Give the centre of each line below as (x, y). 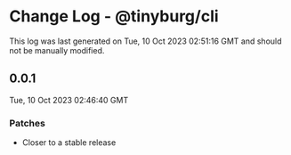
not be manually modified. (57, 50)
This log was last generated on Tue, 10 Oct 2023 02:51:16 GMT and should (145, 41)
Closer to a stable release (69, 143)
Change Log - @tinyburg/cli (114, 16)
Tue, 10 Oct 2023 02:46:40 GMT (69, 100)
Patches (28, 123)
